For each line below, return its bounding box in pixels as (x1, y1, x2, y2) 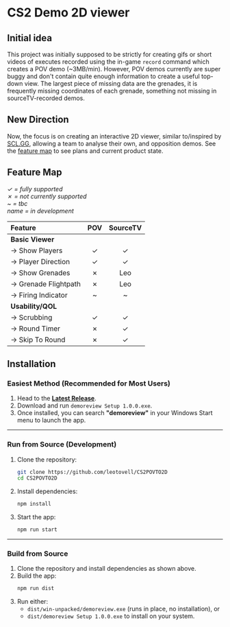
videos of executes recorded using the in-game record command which (7, 58, 210, 66)
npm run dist (16, 585, 55, 592)
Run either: (16, 598, 49, 606)
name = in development (7, 206, 74, 215)
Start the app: (16, 513, 56, 521)
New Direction (7, 114, 70, 126)
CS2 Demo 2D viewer (7, 5, 130, 21)
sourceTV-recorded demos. (7, 94, 86, 102)
